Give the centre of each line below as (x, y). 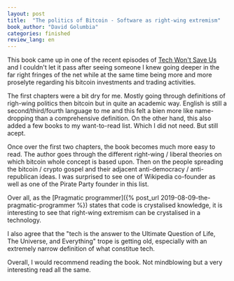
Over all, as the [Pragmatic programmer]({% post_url (83, 198)
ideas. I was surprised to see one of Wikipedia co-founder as (128, 177)
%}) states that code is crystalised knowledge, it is (150, 205)
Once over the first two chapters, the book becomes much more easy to (111, 147)
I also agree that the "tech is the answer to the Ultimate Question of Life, (111, 234)
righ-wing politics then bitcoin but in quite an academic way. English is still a (117, 103)
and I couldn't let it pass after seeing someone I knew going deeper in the (113, 67)
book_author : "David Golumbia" (53, 27)
